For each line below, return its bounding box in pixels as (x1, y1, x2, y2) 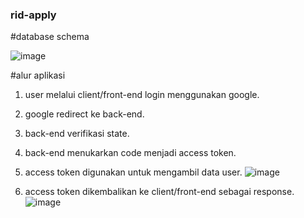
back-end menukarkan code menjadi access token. (24, 147, 237, 159)
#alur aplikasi (10, 69, 66, 82)
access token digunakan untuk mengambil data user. (24, 166, 243, 178)
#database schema (10, 31, 90, 43)
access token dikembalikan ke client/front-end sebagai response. (24, 186, 295, 198)
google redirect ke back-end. (24, 108, 145, 120)
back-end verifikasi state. (24, 128, 130, 140)
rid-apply (10, 8, 57, 22)
